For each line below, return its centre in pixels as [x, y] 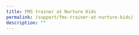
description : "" [26, 23]
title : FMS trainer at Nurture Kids [51, 12]
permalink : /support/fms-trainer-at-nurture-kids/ [70, 17]
